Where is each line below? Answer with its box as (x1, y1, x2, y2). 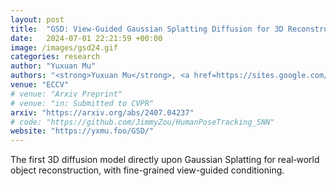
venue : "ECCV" (10, 80, 70, 90)
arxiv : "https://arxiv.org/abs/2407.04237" (10, 107, 195, 118)
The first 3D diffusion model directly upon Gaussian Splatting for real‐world (10, 154, 320, 166)
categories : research (10, 52, 101, 62)
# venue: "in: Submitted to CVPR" (10, 98, 155, 108)
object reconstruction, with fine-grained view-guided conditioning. (10, 164, 285, 176)
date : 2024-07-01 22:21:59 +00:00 (10, 33, 163, 43)
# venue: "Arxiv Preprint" (10, 89, 123, 99)
